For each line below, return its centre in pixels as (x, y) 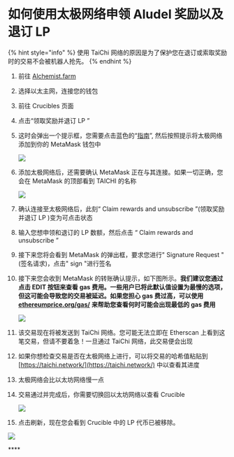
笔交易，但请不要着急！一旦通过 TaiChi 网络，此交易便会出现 (105, 341)
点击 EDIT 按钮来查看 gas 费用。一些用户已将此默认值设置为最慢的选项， (122, 286)
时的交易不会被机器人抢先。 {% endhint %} (70, 61)
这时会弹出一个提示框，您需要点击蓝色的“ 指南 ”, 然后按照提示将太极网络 (120, 135)
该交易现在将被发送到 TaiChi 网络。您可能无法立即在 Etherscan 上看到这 (122, 332)
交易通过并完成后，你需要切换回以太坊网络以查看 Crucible (102, 394)
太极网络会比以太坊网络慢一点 (61, 379)
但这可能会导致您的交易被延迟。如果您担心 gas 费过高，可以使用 (111, 296)
